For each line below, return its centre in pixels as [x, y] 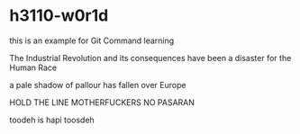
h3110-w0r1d [59, 16]
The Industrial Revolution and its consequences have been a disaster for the [150, 58]
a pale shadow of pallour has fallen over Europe [98, 85]
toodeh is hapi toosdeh [52, 120]
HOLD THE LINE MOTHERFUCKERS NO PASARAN [102, 102]
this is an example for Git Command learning [92, 40]
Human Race [33, 67]
